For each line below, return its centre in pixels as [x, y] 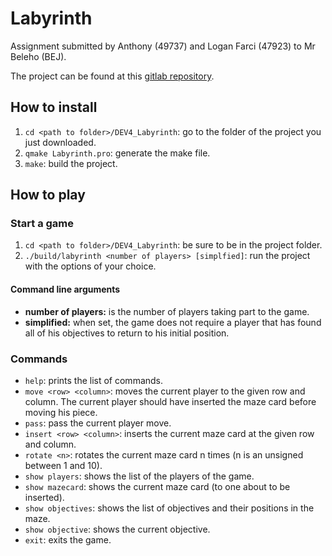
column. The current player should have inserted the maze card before [170, 401]
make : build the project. [71, 163]
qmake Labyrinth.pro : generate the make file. [117, 153]
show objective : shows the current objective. [117, 529]
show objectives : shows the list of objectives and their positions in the [169, 508]
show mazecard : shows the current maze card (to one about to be [157, 486]
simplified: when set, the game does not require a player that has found [173, 322]
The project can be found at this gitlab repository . [112, 76]
